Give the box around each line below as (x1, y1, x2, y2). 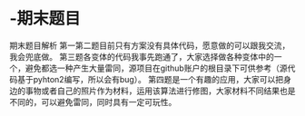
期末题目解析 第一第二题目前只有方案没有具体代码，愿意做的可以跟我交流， (9, 40, 290, 51)
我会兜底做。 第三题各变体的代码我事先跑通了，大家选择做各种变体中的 (9, 51, 274, 62)
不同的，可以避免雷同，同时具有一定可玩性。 (9, 96, 177, 107)
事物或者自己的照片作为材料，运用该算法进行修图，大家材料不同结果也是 (25, 85, 296, 96)
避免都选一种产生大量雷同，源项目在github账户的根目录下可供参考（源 (25, 63, 288, 73)
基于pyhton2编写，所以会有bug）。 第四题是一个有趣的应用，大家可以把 (16, 73, 284, 84)
